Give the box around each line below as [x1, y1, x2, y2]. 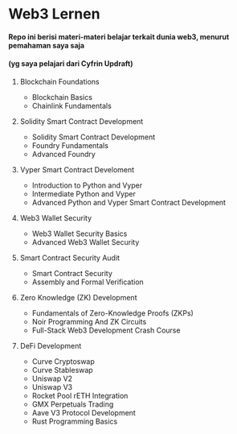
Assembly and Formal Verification [31, 277, 145, 287]
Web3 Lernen [8, 5, 100, 23]
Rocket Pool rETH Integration [31, 391, 129, 400]
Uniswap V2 [31, 374, 73, 383]
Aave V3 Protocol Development [31, 407, 137, 417]
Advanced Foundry [31, 149, 96, 159]
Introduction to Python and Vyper [31, 180, 143, 190]
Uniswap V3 [31, 382, 73, 391]
